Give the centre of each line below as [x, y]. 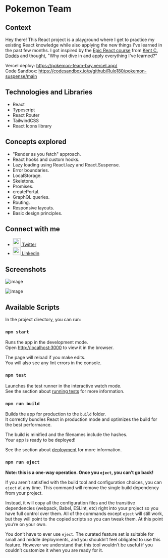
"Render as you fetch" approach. [47, 154]
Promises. [23, 186]
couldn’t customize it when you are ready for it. [54, 550]
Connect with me [33, 229]
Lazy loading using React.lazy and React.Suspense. [66, 164]
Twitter [29, 245]
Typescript [24, 110]
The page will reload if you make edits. [45, 358]
